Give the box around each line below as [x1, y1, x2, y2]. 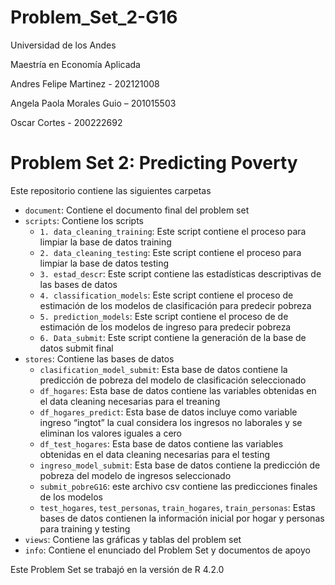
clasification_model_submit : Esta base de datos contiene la [39, 363, 288, 375]
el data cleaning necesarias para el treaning [39, 395, 221, 407]
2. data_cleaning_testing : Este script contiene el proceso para [39, 246, 302, 258]
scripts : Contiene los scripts [24, 214, 144, 226]
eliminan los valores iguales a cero [39, 427, 183, 439]
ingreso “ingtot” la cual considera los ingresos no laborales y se [39, 416, 303, 428]
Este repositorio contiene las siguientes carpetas [10, 184, 212, 196]
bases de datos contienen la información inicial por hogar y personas [39, 512, 325, 524]
